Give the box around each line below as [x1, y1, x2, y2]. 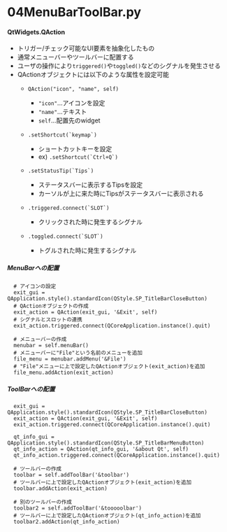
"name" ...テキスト [38, 108, 87, 116]
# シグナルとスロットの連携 [13, 316, 82, 323]
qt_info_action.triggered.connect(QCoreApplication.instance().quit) [13, 452, 220, 459]
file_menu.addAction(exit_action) [13, 369, 114, 377]
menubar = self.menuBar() [13, 342, 89, 349]
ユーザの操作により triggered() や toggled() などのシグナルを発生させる [17, 62, 221, 70]
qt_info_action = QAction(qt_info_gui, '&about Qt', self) [13, 446, 189, 453]
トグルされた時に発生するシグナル [38, 246, 137, 255]
